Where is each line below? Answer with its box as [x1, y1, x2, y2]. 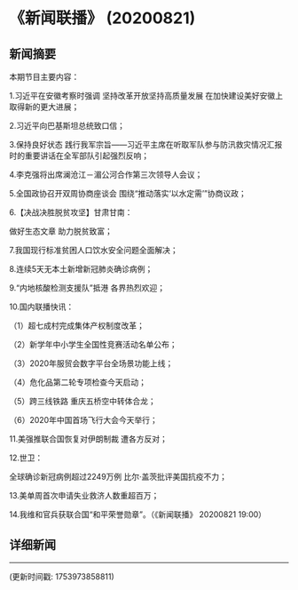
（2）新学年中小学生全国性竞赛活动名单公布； [9, 339, 177, 349]
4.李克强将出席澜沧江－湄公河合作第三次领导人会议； [9, 170, 203, 179]
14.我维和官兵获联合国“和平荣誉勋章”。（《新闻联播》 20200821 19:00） [9, 509, 267, 520]
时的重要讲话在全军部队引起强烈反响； [9, 150, 149, 161]
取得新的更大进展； [9, 101, 80, 112]
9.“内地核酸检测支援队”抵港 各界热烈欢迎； [9, 283, 166, 293]
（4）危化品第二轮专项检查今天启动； [9, 377, 147, 387]
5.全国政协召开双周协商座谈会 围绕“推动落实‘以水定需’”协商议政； [9, 188, 247, 198]
